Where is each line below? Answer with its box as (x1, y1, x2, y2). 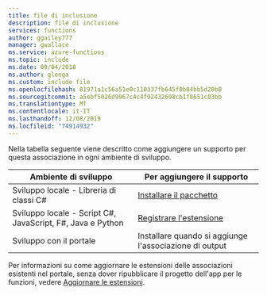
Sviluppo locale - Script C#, (12, 207, 117, 218)
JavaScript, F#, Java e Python (12, 217, 124, 228)
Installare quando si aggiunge (137, 230, 248, 241)
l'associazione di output (137, 239, 227, 251)
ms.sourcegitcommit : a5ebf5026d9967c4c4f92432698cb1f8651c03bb (8, 93, 222, 101)
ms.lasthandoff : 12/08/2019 (8, 115, 102, 123)
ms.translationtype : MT (8, 100, 87, 108)
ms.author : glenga (8, 71, 69, 79)
